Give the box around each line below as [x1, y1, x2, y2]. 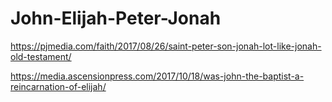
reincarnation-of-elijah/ [10, 80, 107, 92]
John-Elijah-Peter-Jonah [10, 7, 222, 30]
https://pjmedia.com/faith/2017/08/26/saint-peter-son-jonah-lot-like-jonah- [10, 40, 322, 52]
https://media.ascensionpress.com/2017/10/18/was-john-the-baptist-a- [10, 70, 305, 82]
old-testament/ [10, 50, 72, 62]
